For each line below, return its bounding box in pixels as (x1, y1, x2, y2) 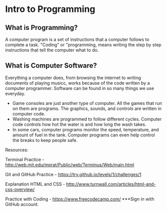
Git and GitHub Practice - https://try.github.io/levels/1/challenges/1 (5, 171, 142, 177)
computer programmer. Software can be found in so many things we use (5, 85, 155, 91)
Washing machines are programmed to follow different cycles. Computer (12, 116, 162, 122)
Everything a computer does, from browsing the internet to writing (5, 75, 141, 81)
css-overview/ (5, 186, 35, 192)
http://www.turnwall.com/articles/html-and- (66, 181, 156, 187)
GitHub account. (5, 201, 39, 207)
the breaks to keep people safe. (12, 137, 78, 143)
